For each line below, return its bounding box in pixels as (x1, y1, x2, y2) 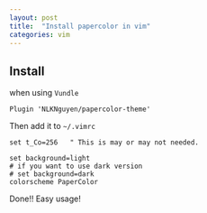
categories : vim (9, 30, 70, 39)
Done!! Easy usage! (9, 193, 81, 204)
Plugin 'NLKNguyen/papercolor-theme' (9, 105, 151, 114)
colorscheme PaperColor (9, 178, 99, 187)
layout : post (9, 13, 58, 23)
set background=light (9, 154, 91, 163)
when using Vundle (9, 88, 79, 98)
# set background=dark (9, 170, 94, 179)
